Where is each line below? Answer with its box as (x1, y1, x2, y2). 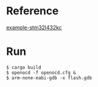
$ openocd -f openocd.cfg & (6, 70, 76, 76)
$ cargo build (6, 64, 42, 70)
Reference (6, 4, 59, 18)
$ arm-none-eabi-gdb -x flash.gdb (6, 74, 93, 81)
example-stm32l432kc (6, 24, 62, 31)
